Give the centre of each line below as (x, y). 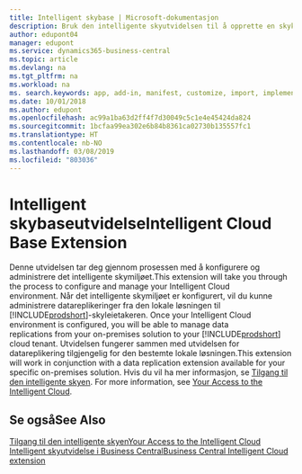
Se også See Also (58, 420)
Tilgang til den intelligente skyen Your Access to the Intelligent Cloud (135, 442)
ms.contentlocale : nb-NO (56, 143)
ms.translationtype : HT (54, 135)
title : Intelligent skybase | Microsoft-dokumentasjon (114, 18)
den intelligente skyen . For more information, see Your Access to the (136, 382)
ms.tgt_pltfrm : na (44, 76)
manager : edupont (42, 43)
